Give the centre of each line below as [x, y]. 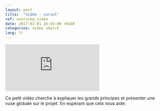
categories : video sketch [32, 28]
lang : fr [14, 33]
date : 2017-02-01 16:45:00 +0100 [40, 24]
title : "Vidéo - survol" [32, 14]
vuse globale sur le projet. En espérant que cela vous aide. [66, 103]
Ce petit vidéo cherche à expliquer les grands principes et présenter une [80, 98]
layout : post [19, 10]
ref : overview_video [27, 19]
